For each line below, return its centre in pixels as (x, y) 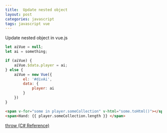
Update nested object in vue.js (37, 38)
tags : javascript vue (28, 24)
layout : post (19, 14)
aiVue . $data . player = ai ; (41, 65)
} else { (14, 70)
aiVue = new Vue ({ (33, 74)
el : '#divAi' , (38, 79)
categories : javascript (30, 19)
